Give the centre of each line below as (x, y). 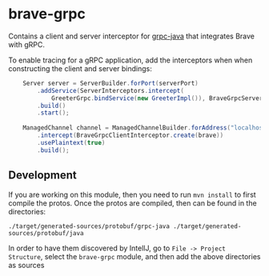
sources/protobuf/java (46, 233)
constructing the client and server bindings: (80, 68)
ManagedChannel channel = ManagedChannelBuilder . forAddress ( (126, 128)
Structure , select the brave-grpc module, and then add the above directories (134, 256)
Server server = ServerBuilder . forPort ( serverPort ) (110, 83)
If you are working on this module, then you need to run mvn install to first (132, 194)
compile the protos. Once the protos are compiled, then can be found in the (133, 203)
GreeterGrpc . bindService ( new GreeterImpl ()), (128, 98)
